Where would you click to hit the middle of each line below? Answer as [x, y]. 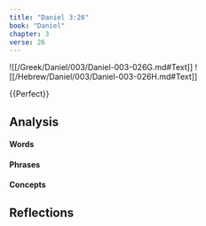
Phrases [25, 164]
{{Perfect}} [29, 94]
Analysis [34, 122]
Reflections [42, 212]
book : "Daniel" [37, 26]
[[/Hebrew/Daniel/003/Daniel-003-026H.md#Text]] [103, 77]
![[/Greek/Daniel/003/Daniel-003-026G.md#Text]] [101, 67]
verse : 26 [28, 42]
